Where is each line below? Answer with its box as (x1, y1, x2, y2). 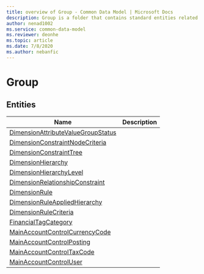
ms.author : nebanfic (6, 49, 59, 55)
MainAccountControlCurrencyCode (9, 227, 111, 236)
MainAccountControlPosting (9, 237, 90, 246)
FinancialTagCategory (9, 218, 73, 226)
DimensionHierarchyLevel (9, 168, 84, 177)
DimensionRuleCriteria (9, 208, 74, 216)
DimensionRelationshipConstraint (9, 178, 105, 186)
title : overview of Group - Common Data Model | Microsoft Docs (6, 9, 173, 15)
